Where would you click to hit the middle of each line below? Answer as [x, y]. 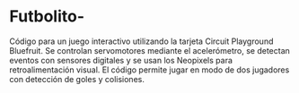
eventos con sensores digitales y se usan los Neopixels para [121, 60]
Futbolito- [47, 17]
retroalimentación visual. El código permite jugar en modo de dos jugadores [149, 70]
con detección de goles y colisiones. [77, 79]
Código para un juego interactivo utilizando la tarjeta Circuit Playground [141, 41]
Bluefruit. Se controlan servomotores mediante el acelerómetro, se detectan [149, 50]
